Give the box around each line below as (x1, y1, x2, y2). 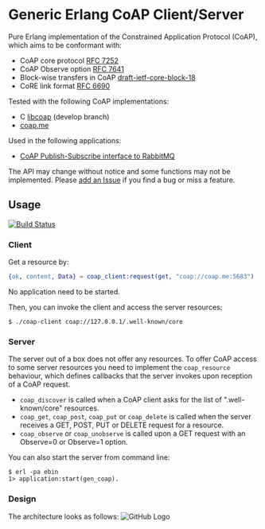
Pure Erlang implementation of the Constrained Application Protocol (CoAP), (8, 32, 258, 41)
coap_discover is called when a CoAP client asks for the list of (19, 395, 223, 405)
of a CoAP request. (8, 379, 71, 389)
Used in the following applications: (8, 135, 122, 145)
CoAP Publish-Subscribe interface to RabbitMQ (19, 151, 175, 161)
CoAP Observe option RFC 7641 (19, 64, 125, 73)
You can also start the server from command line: (8, 453, 170, 462)
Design (8, 493, 37, 504)
